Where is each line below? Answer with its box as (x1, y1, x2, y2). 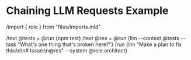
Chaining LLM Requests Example (6, 4, 169, 17)
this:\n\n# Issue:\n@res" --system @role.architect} (6, 47, 128, 54)
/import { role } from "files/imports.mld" (6, 23, 101, 30)
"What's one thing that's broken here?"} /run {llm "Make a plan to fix (17, 41, 182, 48)
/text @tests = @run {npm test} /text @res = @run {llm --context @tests (6, 34, 179, 41)
